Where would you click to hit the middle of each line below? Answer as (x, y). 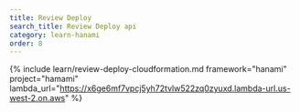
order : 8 (26, 43)
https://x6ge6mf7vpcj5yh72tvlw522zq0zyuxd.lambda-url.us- (175, 88)
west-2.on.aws (37, 98)
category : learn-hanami (55, 35)
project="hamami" (44, 79)
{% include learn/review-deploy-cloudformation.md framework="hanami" (148, 69)
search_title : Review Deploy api (73, 26)
